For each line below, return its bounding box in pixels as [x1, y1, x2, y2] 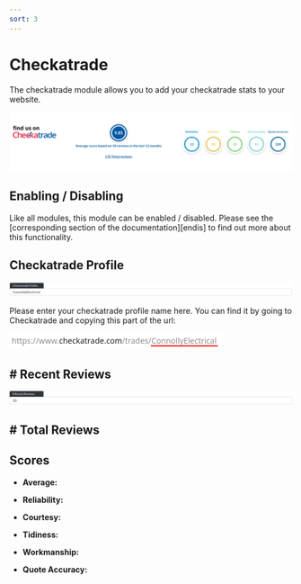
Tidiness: [22, 529, 58, 540]
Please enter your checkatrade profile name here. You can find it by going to [9, 306, 292, 317]
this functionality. [9, 231, 74, 242]
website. [9, 94, 41, 104]
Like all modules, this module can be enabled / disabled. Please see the [9, 212, 274, 223]
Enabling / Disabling [9, 189, 124, 204]
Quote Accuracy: [22, 563, 88, 575]
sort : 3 [9, 14, 39, 23]
